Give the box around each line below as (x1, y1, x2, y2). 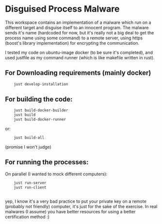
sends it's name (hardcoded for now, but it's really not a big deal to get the (5, 30, 154, 35)
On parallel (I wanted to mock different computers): (5, 171, 108, 177)
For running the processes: (5, 158, 89, 166)
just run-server (14, 180, 47, 185)
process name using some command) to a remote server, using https (5, 35, 143, 41)
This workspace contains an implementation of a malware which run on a (5, 19, 151, 25)
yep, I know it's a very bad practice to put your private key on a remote (5, 198, 146, 204)
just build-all (14, 135, 45, 140)
